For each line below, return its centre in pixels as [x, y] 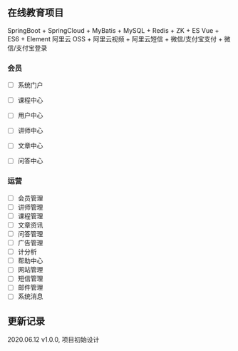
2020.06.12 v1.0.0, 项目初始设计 [53, 340]
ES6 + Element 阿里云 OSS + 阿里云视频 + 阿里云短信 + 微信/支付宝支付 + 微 [119, 39]
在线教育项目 [36, 13]
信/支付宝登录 [27, 48]
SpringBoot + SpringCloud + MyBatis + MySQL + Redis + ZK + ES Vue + [113, 30]
